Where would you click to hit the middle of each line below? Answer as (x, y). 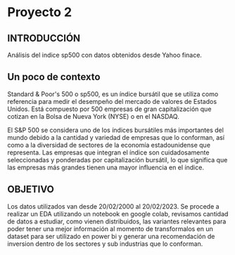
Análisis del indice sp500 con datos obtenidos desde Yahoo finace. (105, 55)
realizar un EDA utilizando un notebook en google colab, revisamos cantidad (118, 214)
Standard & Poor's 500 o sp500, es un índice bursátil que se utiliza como (113, 94)
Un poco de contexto (54, 77)
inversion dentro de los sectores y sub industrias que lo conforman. (105, 244)
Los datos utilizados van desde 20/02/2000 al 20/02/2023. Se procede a (113, 206)
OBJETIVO (31, 189)
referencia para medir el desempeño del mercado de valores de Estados (112, 101)
